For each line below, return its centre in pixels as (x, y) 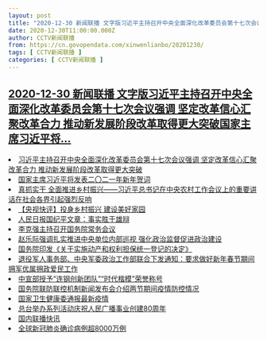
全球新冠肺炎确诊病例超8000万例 (73, 328)
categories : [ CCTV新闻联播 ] (56, 60)
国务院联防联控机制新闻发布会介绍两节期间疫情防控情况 (109, 288)
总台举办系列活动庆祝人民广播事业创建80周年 (93, 308)
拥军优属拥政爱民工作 (43, 269)
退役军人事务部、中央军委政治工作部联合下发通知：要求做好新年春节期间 (137, 258)
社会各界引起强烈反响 (57, 199)
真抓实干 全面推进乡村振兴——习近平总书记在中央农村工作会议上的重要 (134, 189)
